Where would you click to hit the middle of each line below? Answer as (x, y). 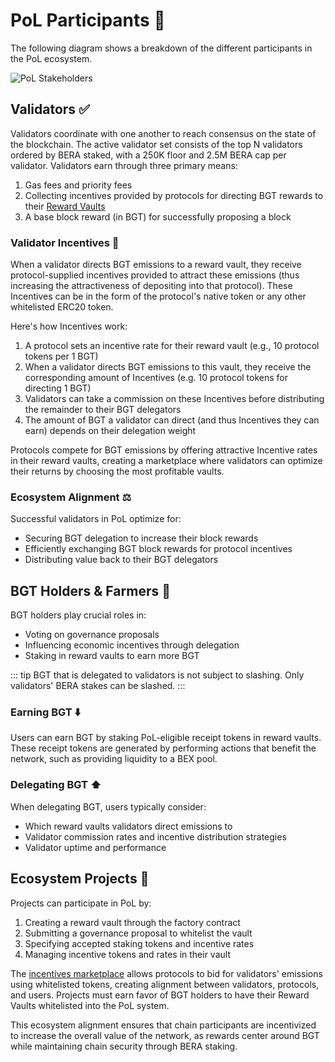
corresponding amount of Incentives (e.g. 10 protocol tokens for (156, 378)
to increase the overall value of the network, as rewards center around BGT (165, 1035)
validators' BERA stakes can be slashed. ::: (98, 686)
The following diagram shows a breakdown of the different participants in (161, 48)
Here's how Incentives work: (69, 326)
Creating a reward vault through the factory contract (132, 922)
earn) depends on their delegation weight (110, 431)
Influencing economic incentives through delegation (132, 645)
